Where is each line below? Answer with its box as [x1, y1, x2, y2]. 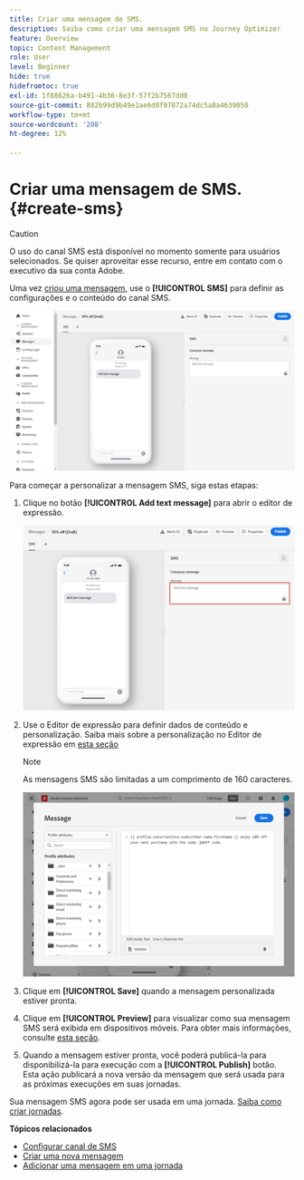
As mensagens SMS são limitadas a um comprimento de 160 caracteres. [22, 773, 292, 784]
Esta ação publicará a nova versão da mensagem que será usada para [22, 1069, 285, 1080]
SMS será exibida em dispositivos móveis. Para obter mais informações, [22, 1022, 291, 1033]
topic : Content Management [9, 44, 111, 53]
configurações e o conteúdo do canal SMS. [9, 292, 172, 303]
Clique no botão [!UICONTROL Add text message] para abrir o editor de [22, 497, 293, 508]
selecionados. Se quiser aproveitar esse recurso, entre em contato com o [9, 255, 283, 266]
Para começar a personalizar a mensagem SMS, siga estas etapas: [9, 479, 259, 490]
